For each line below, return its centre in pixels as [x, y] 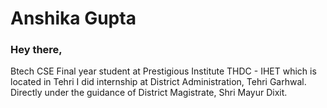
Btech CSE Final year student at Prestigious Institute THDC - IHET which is [163, 71]
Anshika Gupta [73, 18]
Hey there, [36, 50]
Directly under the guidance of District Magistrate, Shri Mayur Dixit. [149, 93]
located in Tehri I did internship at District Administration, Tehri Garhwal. [158, 82]
